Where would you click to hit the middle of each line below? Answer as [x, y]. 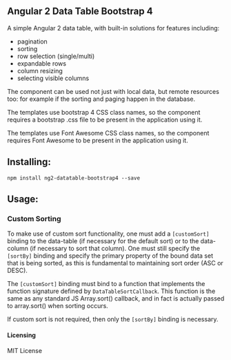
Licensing [22, 335]
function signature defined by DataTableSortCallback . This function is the [111, 291]
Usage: [23, 199]
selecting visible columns [53, 78]
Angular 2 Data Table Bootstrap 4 [80, 11]
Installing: [29, 162]
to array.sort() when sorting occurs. [58, 306]
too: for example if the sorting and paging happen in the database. [101, 99]
